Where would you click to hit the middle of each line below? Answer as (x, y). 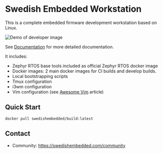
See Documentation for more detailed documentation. (59, 47)
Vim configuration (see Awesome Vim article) (58, 92)
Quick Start (23, 107)
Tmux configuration (32, 81)
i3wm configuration (32, 86)
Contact (18, 134)
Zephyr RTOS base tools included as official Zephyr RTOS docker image (85, 66)
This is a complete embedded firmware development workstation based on (81, 23)
